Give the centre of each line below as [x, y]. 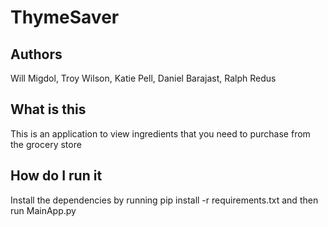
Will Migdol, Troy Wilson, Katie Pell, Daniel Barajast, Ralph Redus [143, 78]
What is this [48, 109]
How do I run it [56, 176]
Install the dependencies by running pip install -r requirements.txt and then [164, 200]
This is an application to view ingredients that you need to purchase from [160, 133]
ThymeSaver [65, 17]
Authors [36, 54]
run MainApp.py [43, 210]
